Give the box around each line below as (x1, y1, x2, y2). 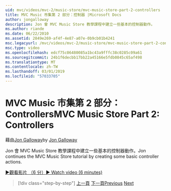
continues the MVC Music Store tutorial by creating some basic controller (5, 153, 159, 159)
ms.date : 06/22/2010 (5, 31, 49, 36)
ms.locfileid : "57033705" (5, 74, 60, 79)
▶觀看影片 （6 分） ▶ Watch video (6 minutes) (5, 169, 103, 175)
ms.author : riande (5, 26, 44, 32)
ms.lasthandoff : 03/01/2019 (5, 69, 65, 74)
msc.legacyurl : (5, 41, 38, 46)
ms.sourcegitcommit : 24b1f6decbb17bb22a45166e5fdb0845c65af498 (5, 54, 142, 60)
